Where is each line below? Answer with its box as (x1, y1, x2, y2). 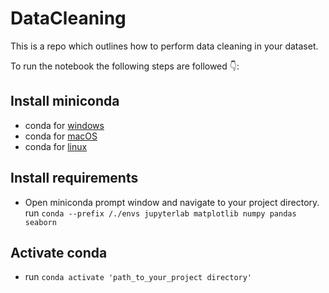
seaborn (24, 217, 57, 227)
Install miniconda (10, 93, 120, 110)
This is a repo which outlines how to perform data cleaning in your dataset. (10, 40, 319, 52)
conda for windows (24, 119, 105, 131)
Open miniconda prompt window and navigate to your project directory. (24, 196, 320, 208)
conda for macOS (24, 130, 98, 142)
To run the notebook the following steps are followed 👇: (10, 60, 240, 72)
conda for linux (24, 140, 88, 152)
